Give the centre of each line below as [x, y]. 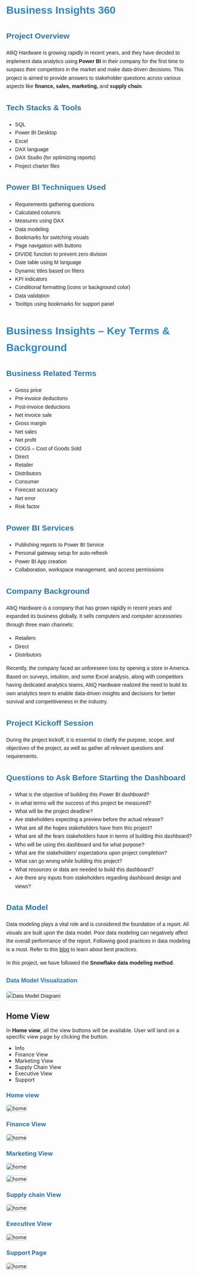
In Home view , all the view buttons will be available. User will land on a [93, 1030]
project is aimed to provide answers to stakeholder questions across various [94, 78]
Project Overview [38, 36]
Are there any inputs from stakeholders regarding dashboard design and [98, 878]
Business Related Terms [51, 373]
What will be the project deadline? [54, 811]
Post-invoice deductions [42, 407]
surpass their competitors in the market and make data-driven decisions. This [95, 70]
